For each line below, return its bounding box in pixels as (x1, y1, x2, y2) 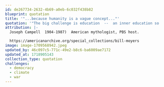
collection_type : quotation (5, 56, 63, 61)
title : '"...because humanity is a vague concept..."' (5, 16, 120, 21)
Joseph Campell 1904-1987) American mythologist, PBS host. (9, 30, 139, 35)
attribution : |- (5, 25, 38, 30)
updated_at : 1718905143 (5, 52, 54, 57)
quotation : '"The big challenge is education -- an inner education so (5, 20, 160, 26)
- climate (9, 70, 29, 75)
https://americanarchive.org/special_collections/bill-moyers (9, 38, 139, 44)
